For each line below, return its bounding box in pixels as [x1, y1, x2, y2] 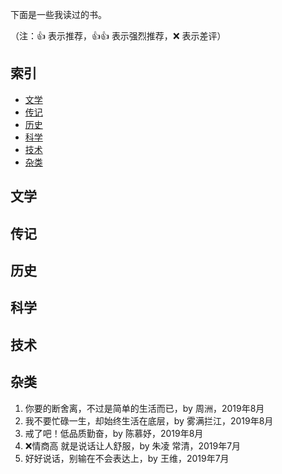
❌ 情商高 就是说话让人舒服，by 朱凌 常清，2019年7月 [24, 439, 242, 452]
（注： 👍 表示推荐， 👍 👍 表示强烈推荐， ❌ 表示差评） [10, 30, 227, 42]
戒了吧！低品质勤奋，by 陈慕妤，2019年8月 [24, 427, 204, 439]
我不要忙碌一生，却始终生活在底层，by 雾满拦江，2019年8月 [24, 414, 274, 427]
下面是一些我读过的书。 [10, 9, 107, 20]
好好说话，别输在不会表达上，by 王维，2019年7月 [24, 452, 230, 464]
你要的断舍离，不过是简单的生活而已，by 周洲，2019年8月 [24, 402, 265, 414]
